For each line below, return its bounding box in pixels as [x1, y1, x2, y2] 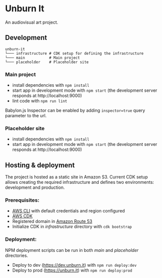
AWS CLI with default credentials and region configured [12, 208, 125, 214]
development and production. [5, 184, 65, 190]
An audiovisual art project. [5, 19, 58, 25]
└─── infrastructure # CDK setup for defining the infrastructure [5, 51, 144, 56]
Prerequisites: [5, 197, 40, 204]
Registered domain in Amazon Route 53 [12, 218, 92, 224]
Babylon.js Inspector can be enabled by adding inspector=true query [5, 107, 145, 113]
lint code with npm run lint [12, 98, 67, 104]
